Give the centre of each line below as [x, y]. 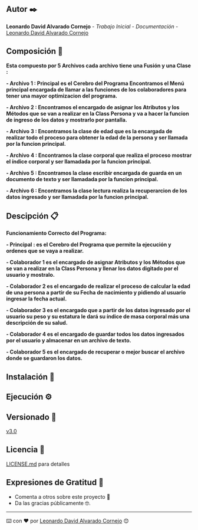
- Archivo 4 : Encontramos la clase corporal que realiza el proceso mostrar [99, 155]
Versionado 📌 [31, 417]
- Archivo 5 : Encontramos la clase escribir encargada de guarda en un [94, 173]
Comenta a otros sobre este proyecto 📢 [62, 496]
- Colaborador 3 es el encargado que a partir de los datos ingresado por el [98, 310]
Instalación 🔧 [30, 377]
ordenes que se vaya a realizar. [45, 251]
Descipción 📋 [32, 216]
